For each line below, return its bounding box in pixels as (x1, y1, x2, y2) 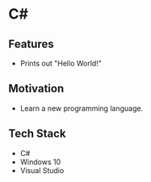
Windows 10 (19, 157, 61, 167)
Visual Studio (19, 165, 65, 175)
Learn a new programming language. (19, 103, 144, 113)
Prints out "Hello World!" (19, 58, 103, 68)
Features (8, 37, 54, 51)
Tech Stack (8, 127, 66, 141)
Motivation (8, 82, 65, 95)
